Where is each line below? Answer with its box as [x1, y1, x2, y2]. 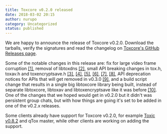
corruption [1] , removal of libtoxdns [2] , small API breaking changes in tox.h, [5, 66, 162, 72]
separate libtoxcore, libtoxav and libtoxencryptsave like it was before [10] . [5, 87, 157, 93]
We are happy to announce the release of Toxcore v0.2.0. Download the [5, 40, 154, 46]
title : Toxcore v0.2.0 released [5, 7, 73, 13]
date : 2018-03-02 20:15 [5, 12, 55, 17]
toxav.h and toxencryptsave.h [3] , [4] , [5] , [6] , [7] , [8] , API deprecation [5, 71, 151, 77]
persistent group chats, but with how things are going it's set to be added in [5, 97, 162, 103]
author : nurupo [5, 17, 37, 22]
